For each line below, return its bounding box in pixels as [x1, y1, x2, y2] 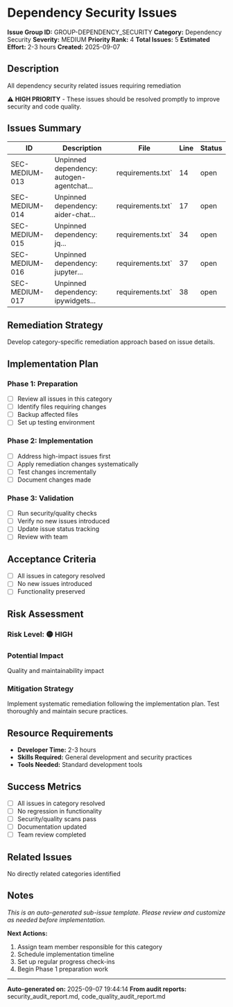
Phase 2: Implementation [7, 436, 94, 446]
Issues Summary [7, 122, 82, 134]
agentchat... [54, 181, 94, 191]
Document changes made [17, 475, 92, 484]
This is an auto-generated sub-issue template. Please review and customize [7, 908, 226, 917]
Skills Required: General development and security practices [17, 753, 192, 761]
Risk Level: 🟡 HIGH [7, 629, 73, 639]
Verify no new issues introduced [17, 517, 110, 525]
